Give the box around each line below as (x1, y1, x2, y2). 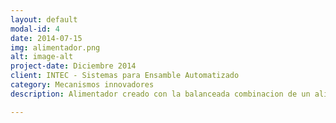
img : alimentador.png (10, 42, 101, 53)
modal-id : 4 (10, 24, 60, 34)
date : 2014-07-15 (10, 33, 83, 43)
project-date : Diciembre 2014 (10, 61, 137, 71)
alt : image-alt (10, 52, 74, 62)
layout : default (10, 14, 78, 25)
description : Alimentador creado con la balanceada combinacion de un (10, 89, 311, 99)
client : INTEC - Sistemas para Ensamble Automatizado (10, 71, 240, 81)
